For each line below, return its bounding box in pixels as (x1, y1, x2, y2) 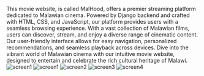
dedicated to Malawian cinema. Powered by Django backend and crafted (6, 12, 190, 19)
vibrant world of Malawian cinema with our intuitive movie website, (6, 50, 175, 57)
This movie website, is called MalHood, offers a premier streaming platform (6, 5, 196, 12)
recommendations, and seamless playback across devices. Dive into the (6, 44, 189, 51)
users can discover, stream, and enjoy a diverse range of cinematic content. (6, 31, 198, 38)
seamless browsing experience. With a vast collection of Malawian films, (6, 24, 190, 32)
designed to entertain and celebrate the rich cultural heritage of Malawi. (6, 57, 188, 64)
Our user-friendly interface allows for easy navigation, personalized (6, 38, 177, 44)
